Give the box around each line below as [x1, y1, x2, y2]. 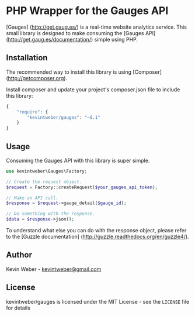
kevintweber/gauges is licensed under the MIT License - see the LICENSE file [6, 298, 190, 305]
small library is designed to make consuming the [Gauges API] [6, 29, 156, 36]
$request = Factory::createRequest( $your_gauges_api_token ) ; [6, 184, 158, 190]
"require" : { [16, 109, 48, 115]
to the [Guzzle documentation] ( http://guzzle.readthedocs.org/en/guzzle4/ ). [6, 233, 189, 241]
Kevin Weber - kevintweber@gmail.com [6, 265, 102, 273]
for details [6, 304, 30, 311]
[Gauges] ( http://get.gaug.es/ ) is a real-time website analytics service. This [6, 23, 187, 30]
